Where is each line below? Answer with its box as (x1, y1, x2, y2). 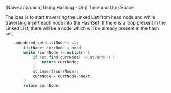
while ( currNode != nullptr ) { (23, 50, 90, 55)
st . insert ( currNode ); (32, 69, 79, 74)
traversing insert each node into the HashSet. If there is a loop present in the (5, 20, 166, 26)
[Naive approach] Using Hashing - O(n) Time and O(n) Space (5, 5, 134, 10)
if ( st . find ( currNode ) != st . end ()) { (32, 55, 115, 60)
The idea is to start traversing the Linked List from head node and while (5, 14, 156, 20)
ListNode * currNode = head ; (23, 45, 83, 50)
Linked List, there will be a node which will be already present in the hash (5, 25, 159, 31)
